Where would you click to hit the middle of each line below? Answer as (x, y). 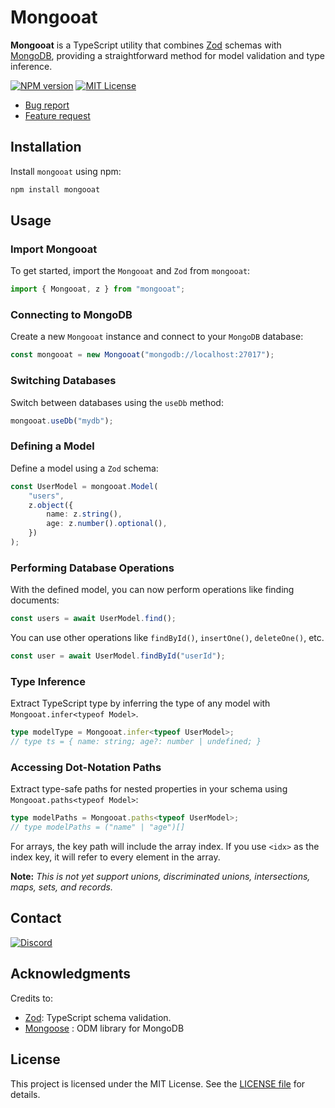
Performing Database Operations (92, 568)
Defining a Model (52, 446)
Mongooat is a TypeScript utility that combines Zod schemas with (146, 45)
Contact (36, 918)
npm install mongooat (55, 189)
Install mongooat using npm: (66, 171)
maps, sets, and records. (61, 887)
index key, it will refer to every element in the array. (115, 857)
